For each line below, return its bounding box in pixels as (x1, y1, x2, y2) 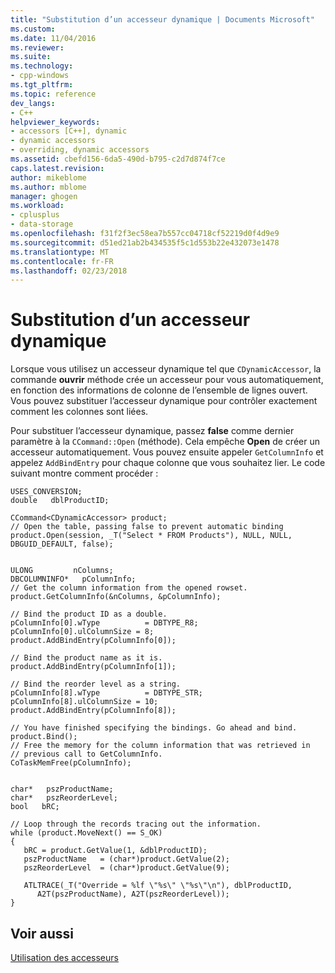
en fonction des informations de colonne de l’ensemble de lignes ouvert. (10, 384, 308, 396)
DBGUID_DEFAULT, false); (10, 539, 114, 550)
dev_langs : (10, 98, 56, 108)
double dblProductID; (10, 496, 110, 506)
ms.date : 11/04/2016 (10, 33, 97, 43)
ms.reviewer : (10, 42, 65, 53)
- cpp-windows (10, 71, 70, 81)
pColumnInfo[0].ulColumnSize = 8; (10, 627, 155, 637)
